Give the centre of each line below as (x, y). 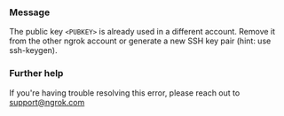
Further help (36, 73)
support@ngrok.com (47, 102)
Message (30, 12)
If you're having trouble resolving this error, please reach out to (125, 93)
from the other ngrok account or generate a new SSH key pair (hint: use (140, 41)
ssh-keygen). (33, 50)
